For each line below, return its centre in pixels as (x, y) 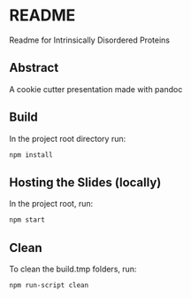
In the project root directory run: (68, 138)
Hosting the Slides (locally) (85, 182)
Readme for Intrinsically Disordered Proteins (90, 40)
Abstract (34, 68)
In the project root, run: (51, 204)
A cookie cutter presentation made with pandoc (96, 89)
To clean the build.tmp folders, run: (73, 269)
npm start (27, 220)
